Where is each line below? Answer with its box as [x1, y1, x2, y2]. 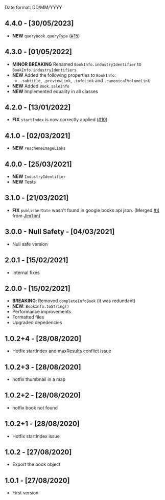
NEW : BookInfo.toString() [12, 303, 69, 309]
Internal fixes [12, 269, 40, 276]
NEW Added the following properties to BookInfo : [12, 72, 116, 78]
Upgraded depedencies [12, 320, 62, 326]
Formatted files [12, 314, 44, 320]
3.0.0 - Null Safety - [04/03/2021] [5, 228, 115, 236]
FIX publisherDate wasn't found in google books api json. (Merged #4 [12, 207, 159, 213]
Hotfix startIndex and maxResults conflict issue [12, 348, 112, 354]
